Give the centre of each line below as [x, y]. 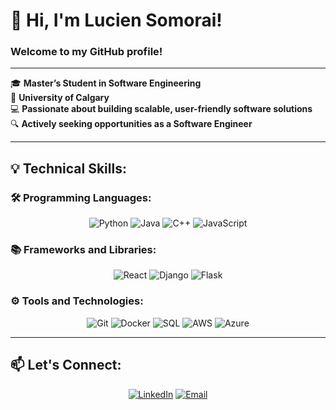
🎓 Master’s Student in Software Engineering [106, 83]
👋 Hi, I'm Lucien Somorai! [116, 20]
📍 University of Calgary [60, 98]
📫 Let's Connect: [66, 365]
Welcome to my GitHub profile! [86, 52]
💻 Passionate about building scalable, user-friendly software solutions [161, 109]
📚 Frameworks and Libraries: [83, 250]
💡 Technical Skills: [68, 168]
